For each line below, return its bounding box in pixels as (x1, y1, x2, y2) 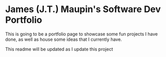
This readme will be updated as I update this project (5, 46, 114, 52)
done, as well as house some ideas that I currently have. (5, 36, 122, 42)
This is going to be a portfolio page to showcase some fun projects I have (5, 31, 158, 37)
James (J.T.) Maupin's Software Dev (5, 4, 161, 15)
